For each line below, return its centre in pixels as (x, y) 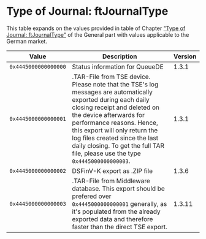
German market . (27, 41)
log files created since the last (115, 138)
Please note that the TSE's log (115, 84)
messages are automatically (113, 92)
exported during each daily (111, 99)
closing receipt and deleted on (116, 107)
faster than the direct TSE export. (120, 227)
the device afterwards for (109, 115)
